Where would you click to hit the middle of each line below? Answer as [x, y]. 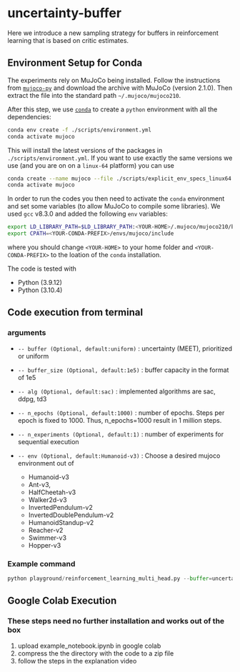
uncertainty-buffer [65, 13]
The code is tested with [42, 269]
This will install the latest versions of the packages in [85, 150]
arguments [27, 333]
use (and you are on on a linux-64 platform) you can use [91, 165]
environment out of [46, 463]
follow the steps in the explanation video [77, 661]
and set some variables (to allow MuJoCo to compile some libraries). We [114, 206]
